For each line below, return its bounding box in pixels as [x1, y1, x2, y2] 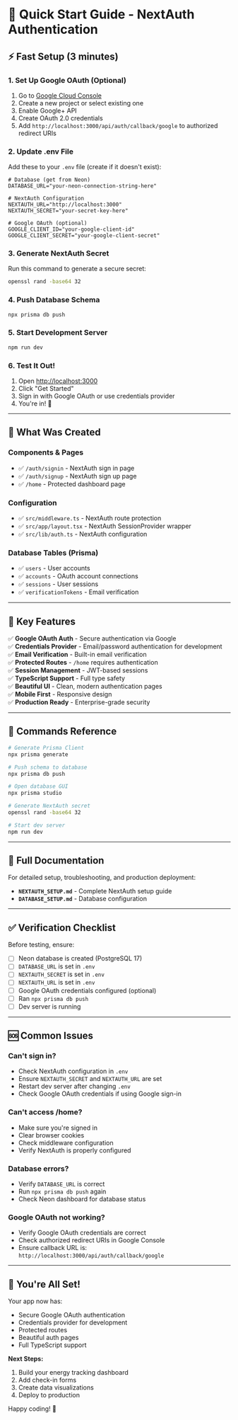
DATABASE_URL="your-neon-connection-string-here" [8, 183, 157, 190]
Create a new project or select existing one [18, 98, 144, 107]
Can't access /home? [8, 1107, 83, 1117]
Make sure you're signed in [18, 1123, 98, 1132]
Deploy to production [18, 1391, 81, 1399]
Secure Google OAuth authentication [18, 1311, 126, 1319]
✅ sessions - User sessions [18, 580, 99, 588]
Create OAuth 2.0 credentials [18, 113, 103, 122]
